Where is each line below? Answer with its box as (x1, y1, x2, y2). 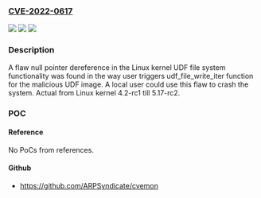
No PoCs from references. (8, 145, 94, 154)
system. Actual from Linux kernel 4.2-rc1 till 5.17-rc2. (8, 87, 181, 97)
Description (8, 45, 55, 56)
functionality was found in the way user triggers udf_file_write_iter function (8, 71, 254, 80)
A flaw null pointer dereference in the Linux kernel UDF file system (8, 62, 226, 72)
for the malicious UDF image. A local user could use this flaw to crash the (8, 80, 249, 89)
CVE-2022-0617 (8, 6, 73, 17)
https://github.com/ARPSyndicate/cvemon (19, 181, 159, 190)
